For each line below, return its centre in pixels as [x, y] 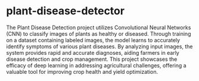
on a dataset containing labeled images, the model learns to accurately [93, 40]
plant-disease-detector [66, 11]
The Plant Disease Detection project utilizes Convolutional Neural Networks [99, 27]
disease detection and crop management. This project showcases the [92, 59]
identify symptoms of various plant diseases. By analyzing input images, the [99, 46]
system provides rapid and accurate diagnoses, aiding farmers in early [93, 52]
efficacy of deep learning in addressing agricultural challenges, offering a [96, 65]
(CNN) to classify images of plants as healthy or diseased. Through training [99, 33]
